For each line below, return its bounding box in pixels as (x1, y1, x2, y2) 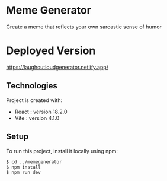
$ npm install (6, 164, 41, 170)
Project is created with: (6, 96, 63, 104)
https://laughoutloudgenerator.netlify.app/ (6, 63, 108, 71)
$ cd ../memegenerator (6, 158, 62, 165)
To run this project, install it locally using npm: (6, 147, 118, 154)
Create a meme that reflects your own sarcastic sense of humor (6, 23, 162, 30)
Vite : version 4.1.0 (14, 114, 60, 122)
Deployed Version (6, 44, 96, 58)
